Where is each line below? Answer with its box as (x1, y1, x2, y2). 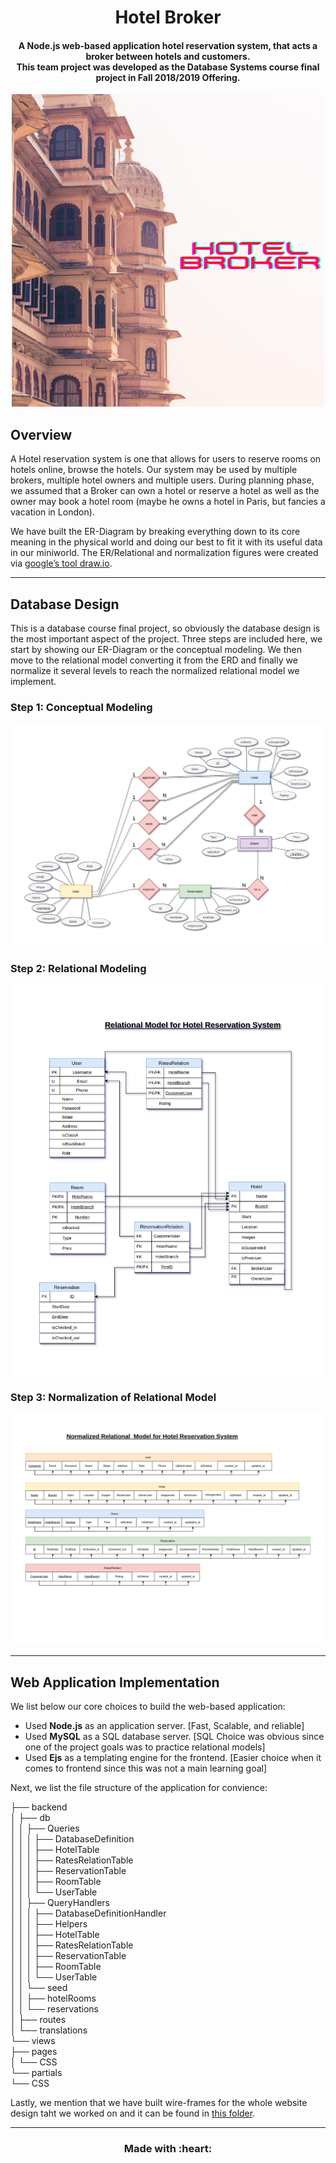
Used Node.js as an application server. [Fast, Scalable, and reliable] (24, 1719, 305, 1731)
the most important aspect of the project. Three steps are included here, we (10, 633, 323, 645)
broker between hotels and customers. (85, 50, 251, 62)
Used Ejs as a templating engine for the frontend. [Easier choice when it (24, 1751, 322, 1763)
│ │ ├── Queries (10, 1822, 80, 1834)
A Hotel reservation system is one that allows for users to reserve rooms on (10, 453, 322, 465)
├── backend (10, 1801, 68, 1813)
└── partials (10, 2066, 63, 2078)
